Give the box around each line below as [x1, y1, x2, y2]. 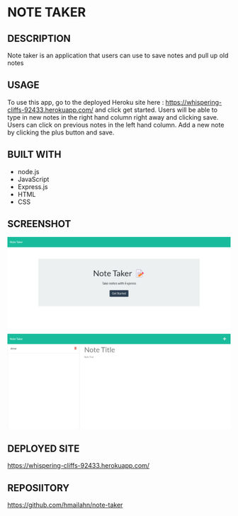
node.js [17, 167, 40, 176]
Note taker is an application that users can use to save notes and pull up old [7, 51, 229, 59]
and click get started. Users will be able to [94, 105, 218, 114]
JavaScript [17, 175, 50, 183]
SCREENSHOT [7, 218, 72, 230]
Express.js [17, 182, 48, 191]
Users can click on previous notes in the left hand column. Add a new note [7, 120, 225, 129]
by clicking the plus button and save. [7, 128, 115, 137]
